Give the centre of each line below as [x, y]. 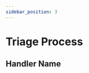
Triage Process [44, 41]
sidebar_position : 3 [32, 12]
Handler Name [33, 64]
